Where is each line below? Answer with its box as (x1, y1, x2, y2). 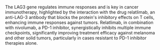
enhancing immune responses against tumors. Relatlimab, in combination (5, 19, 154, 25)
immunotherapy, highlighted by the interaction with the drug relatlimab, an (5, 9, 155, 15)
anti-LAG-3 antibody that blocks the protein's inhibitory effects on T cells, (5, 15, 155, 20)
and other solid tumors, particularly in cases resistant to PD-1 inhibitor (5, 35, 147, 41)
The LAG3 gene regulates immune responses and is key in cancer (5, 4, 139, 10)
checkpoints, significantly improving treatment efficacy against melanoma (5, 30, 155, 35)
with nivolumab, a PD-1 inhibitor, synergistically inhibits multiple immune (5, 25, 151, 31)
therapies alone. (5, 40, 38, 46)
